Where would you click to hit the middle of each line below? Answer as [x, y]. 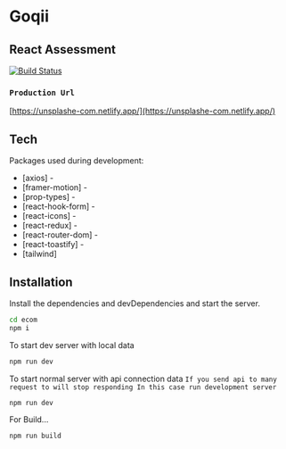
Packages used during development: [77, 161]
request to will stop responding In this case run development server [143, 387]
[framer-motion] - [54, 187]
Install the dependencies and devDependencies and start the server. [135, 303]
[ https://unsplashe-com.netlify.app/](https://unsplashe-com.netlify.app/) [143, 111]
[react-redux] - [50, 226]
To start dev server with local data [72, 345]
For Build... [29, 420]
